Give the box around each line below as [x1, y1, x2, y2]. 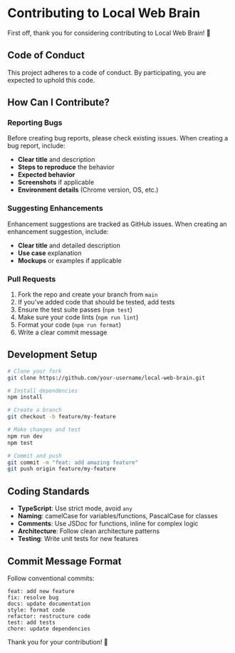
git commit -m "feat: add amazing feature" [7, 458, 139, 466]
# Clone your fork [7, 367, 62, 375]
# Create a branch [7, 406, 62, 414]
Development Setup [7, 349, 98, 361]
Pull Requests [7, 274, 56, 284]
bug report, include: [7, 141, 66, 150]
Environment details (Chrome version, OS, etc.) [17, 185, 159, 194]
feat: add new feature [7, 587, 75, 595]
